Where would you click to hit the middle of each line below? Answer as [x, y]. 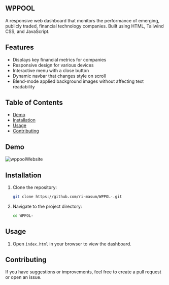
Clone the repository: [35, 187]
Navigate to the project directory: [47, 206]
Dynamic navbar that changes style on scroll [59, 76]
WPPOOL [20, 8]
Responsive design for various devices [53, 65]
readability [24, 86]
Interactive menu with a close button [51, 70]
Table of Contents [34, 103]
